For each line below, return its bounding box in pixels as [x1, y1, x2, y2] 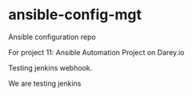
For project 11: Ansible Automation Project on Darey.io [8, 47, 186, 57]
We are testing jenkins [8, 78, 82, 88]
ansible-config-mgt [8, 6, 142, 24]
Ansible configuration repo [8, 32, 96, 42]
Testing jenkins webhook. [8, 62, 93, 73]
